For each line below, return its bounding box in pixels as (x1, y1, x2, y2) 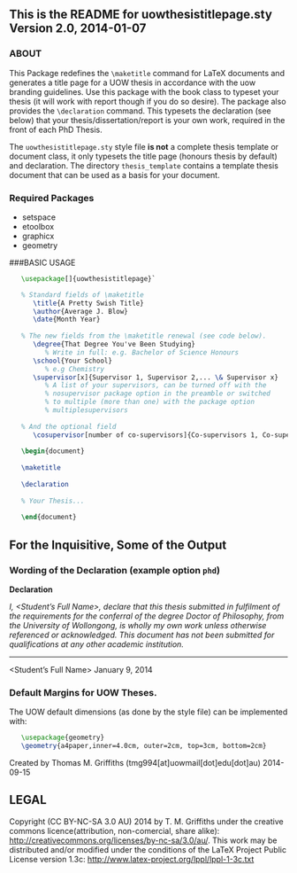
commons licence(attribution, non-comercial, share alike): (9, 825, 220, 836)
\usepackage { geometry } (20, 733, 104, 743)
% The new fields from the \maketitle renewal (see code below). (20, 331, 267, 340)
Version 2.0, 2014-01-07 (9, 21, 147, 36)
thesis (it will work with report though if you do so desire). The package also (9, 96, 286, 106)
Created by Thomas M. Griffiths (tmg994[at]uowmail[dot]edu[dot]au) (9, 758, 261, 768)
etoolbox (21, 221, 55, 231)
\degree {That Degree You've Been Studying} (32, 340, 196, 349)
